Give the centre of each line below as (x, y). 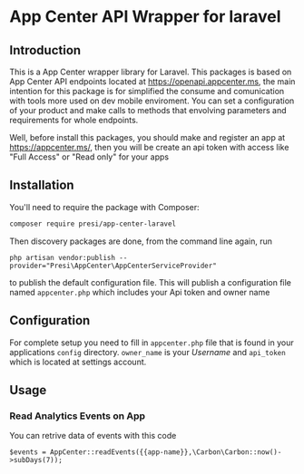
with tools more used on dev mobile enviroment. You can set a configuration (152, 101)
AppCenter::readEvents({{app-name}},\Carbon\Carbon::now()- (166, 452)
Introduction (45, 50)
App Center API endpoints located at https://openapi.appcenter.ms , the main (152, 82)
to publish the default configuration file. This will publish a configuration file (151, 282)
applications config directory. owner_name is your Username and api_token (147, 352)
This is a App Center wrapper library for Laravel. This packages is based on (151, 72)
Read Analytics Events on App (78, 416)
